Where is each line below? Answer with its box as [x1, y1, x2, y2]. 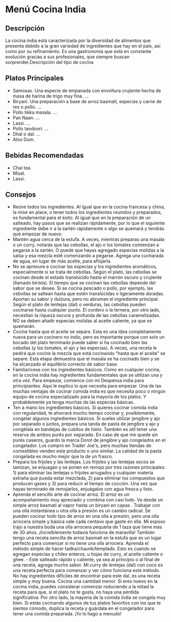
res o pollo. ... [12, 104, 42, 110]
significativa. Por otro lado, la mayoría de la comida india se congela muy [12, 594, 166, 601]
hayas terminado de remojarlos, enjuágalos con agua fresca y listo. [12, 486, 154, 492]
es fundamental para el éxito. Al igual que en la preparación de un [12, 214, 151, 221]
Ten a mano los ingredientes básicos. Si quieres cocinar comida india [12, 404, 158, 411]
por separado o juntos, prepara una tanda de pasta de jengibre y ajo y [12, 421, 160, 427]
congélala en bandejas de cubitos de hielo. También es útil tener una [12, 426, 157, 433]
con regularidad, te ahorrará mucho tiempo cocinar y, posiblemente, [12, 410, 156, 416]
